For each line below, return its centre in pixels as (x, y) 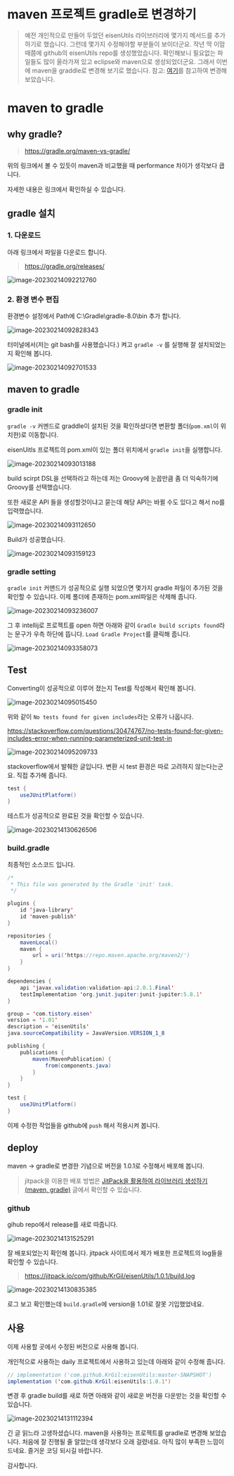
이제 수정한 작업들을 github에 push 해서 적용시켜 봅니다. (84, 1125)
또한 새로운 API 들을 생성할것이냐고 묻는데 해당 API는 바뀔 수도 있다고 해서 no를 (116, 502)
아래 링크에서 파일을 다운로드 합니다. (57, 252)
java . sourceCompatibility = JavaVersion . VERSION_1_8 (86, 1033)
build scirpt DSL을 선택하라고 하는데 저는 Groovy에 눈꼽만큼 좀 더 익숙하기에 (113, 478)
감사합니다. (22, 1465)
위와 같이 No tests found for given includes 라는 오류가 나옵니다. (100, 717)
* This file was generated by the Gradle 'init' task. (92, 884)
